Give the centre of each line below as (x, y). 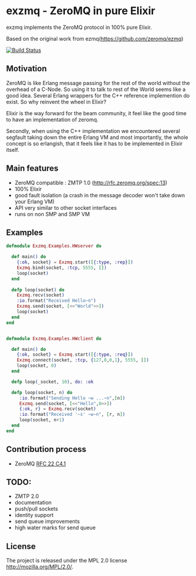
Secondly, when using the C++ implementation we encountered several (93, 131)
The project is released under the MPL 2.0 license (67, 561)
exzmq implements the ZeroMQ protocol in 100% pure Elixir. (79, 27)
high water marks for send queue (55, 528)
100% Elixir (28, 189)
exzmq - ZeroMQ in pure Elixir (81, 11)
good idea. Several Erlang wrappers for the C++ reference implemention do (98, 95)
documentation (33, 503)
